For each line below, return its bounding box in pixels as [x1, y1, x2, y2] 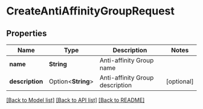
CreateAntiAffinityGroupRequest [6, 4, 175, 18]
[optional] [166, 77, 194, 86]
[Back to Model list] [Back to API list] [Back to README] [6, 96, 145, 104]
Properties [6, 28, 47, 39]
